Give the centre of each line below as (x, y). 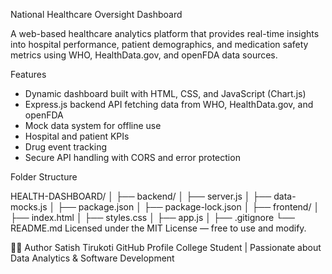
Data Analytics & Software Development (92, 258)
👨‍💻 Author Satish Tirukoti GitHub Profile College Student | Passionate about (166, 247)
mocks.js (29, 207)
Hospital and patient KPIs (77, 136)
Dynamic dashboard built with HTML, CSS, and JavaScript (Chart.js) (165, 93)
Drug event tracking (66, 147)
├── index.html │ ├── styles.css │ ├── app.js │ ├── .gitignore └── (152, 217)
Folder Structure (44, 177)
